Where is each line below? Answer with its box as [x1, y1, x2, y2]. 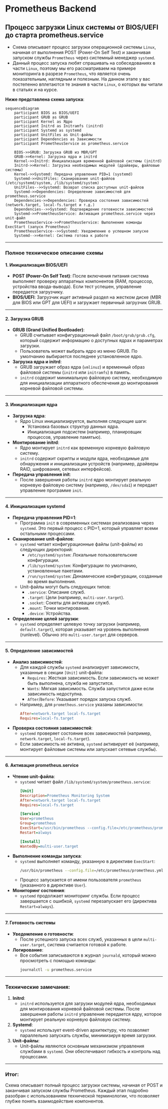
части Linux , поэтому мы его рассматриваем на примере [12, 66, 136, 71]
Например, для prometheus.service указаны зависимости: [19, 701, 143, 707]
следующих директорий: [19, 546, 73, 552]
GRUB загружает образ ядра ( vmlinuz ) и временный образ [19, 364, 145, 370]
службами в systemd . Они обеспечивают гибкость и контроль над [19, 1048, 160, 1054]
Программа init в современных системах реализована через [19, 519, 154, 526]
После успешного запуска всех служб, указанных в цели [19, 936, 142, 942]
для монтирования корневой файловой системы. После [19, 1005, 140, 1012]
